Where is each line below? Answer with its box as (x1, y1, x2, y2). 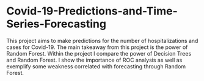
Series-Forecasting (6, 17, 107, 31)
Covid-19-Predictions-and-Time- (6, 4, 178, 18)
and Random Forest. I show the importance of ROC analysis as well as (6, 56, 183, 63)
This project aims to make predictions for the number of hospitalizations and (6, 37, 199, 44)
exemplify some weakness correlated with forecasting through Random (6, 62, 186, 70)
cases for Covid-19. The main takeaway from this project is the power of (6, 44, 188, 51)
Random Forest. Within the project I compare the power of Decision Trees (6, 50, 192, 57)
